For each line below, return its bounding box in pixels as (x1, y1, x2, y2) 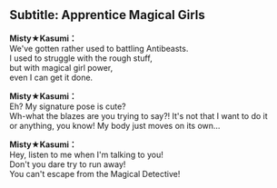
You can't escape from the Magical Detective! (9, 168, 181, 179)
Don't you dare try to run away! (9, 158, 126, 170)
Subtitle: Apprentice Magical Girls (9, 7, 206, 23)
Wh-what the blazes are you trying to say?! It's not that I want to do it (9, 110, 268, 121)
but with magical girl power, (9, 62, 114, 73)
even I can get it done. (9, 72, 94, 83)
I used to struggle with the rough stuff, (9, 53, 153, 64)
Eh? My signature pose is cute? (9, 101, 127, 112)
